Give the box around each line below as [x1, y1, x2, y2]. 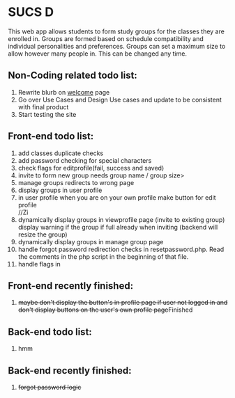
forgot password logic [17, 383, 82, 391]
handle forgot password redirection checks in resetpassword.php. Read [17, 245, 225, 253]
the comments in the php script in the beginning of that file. [17, 252, 189, 261]
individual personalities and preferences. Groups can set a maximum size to [8, 42, 226, 50]
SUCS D [8, 4, 54, 20]
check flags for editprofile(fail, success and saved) [17, 164, 165, 172]
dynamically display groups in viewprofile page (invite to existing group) [17, 215, 225, 223]
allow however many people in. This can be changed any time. [8, 49, 188, 58]
